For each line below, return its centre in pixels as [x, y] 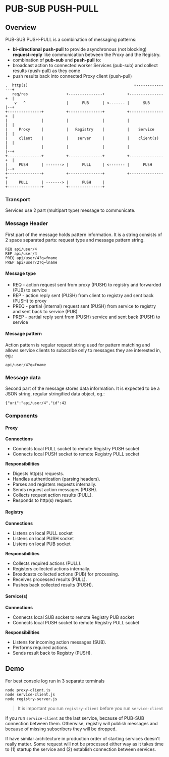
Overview [21, 27]
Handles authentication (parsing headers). [57, 479]
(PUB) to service [30, 290]
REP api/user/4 [21, 253]
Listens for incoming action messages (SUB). [59, 642]
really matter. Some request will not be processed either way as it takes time [84, 744]
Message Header [27, 223]
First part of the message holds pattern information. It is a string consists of [84, 235]
